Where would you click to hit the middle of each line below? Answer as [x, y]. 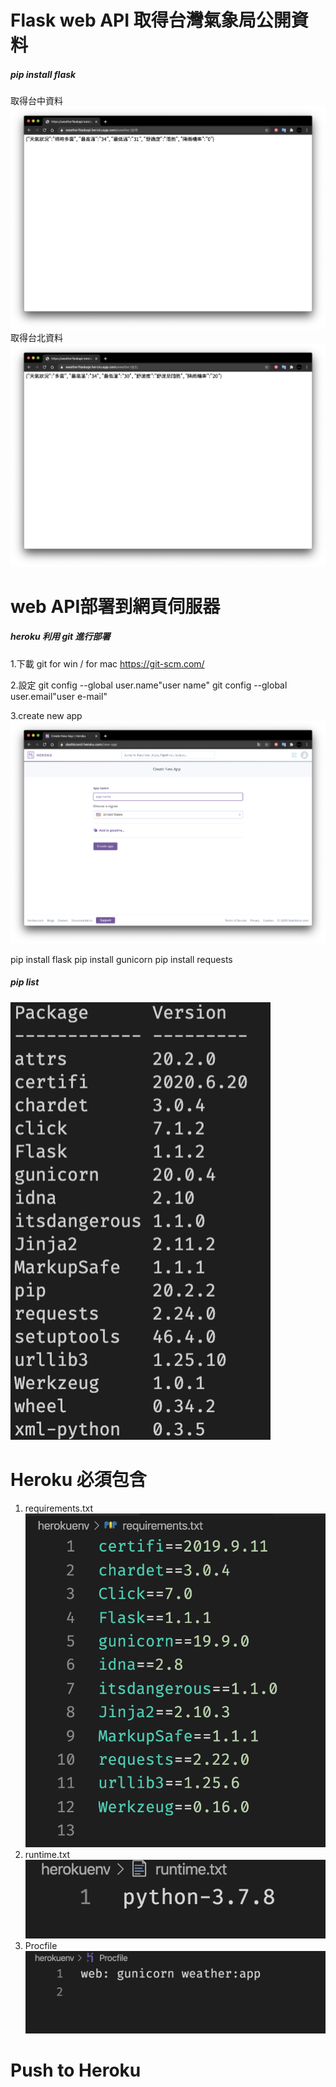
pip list [25, 982]
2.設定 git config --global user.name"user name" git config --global [149, 685]
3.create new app [46, 715]
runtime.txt [47, 1854]
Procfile [41, 1945]
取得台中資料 [36, 101]
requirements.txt [59, 1508]
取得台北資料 [36, 338]
